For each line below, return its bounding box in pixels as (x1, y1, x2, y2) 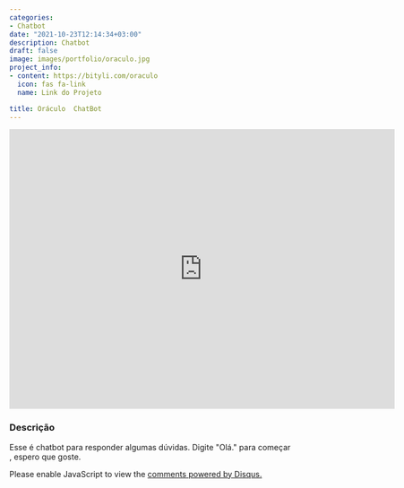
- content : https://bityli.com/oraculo (9, 72, 159, 81)
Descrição (9, 422, 56, 434)
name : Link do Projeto (17, 88, 102, 97)
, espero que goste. (9, 451, 82, 462)
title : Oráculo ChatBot (9, 104, 102, 113)
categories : (9, 13, 54, 22)
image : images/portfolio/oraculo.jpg (9, 55, 150, 64)
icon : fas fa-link (17, 80, 87, 89)
